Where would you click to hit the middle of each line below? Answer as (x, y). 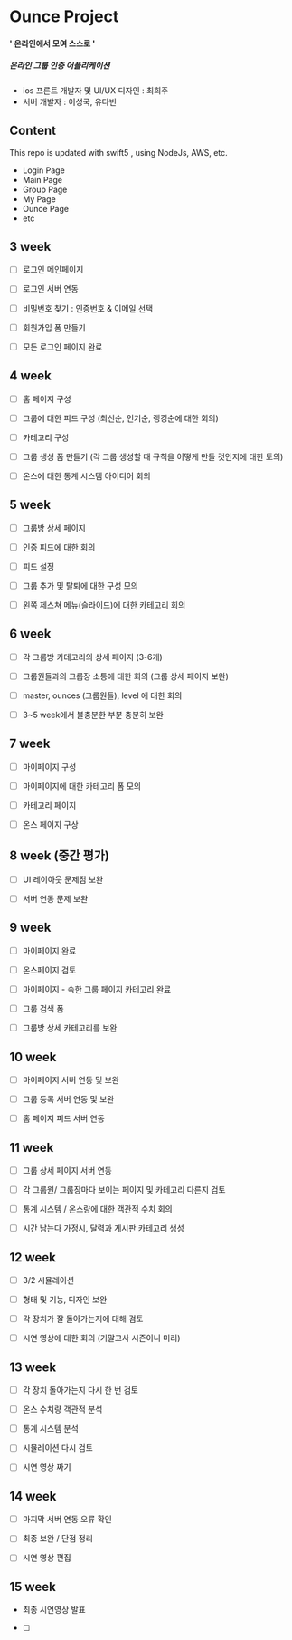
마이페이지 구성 (49, 766)
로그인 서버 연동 (50, 289)
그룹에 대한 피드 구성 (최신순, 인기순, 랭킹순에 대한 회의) (120, 417)
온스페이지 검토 (49, 970)
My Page (39, 199)
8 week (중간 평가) (60, 856)
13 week (33, 1367)
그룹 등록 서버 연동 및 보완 (68, 1099)
